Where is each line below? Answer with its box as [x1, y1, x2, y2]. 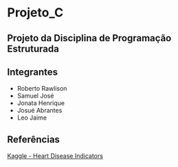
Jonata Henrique [16, 99, 65, 107]
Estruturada [7, 43, 60, 54]
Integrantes [7, 66, 58, 78]
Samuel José [16, 91, 54, 100]
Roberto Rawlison [16, 85, 67, 93]
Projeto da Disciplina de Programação [7, 32, 172, 44]
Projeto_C [7, 5, 64, 21]
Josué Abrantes [16, 107, 63, 115]
